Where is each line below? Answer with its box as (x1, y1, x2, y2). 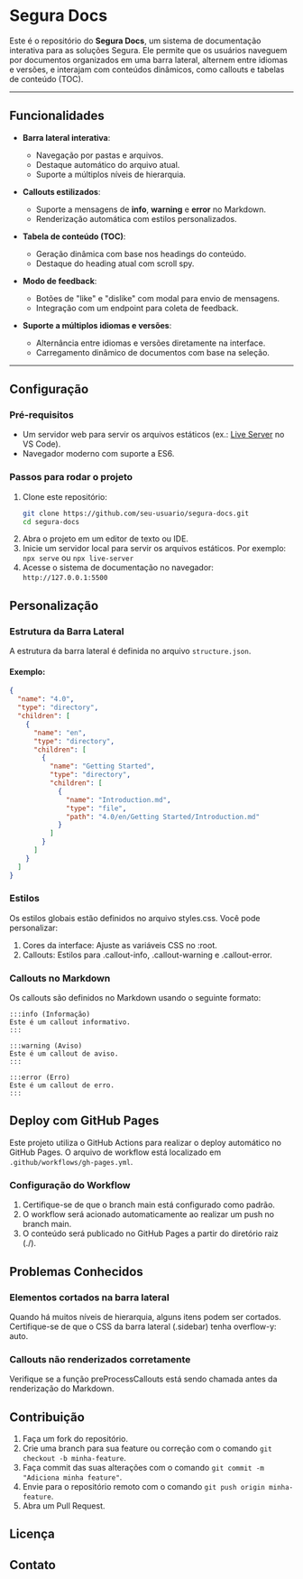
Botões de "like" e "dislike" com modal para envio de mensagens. (35, 292, 280, 303)
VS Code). (22, 439, 61, 449)
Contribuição (9, 1409, 86, 1425)
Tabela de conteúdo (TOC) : (22, 231, 126, 242)
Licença (9, 1527, 56, 1542)
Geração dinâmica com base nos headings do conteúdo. (35, 248, 247, 259)
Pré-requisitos (9, 409, 74, 421)
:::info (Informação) (9, 1010, 91, 1020)
